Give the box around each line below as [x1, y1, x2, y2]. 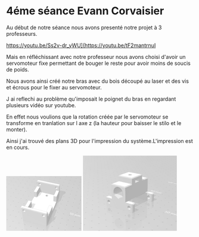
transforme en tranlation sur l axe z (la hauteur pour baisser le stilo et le [6, 119, 182, 126]
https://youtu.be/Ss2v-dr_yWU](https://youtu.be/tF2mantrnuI [6, 42, 156, 49]
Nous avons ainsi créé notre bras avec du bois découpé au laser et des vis [6, 77, 189, 85]
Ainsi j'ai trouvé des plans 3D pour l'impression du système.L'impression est [6, 137, 193, 144]
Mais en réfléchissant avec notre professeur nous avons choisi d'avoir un [6, 53, 186, 60]
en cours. [6, 144, 30, 151]
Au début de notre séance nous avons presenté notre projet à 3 [6, 24, 162, 31]
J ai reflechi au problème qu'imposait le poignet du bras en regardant [6, 95, 176, 102]
